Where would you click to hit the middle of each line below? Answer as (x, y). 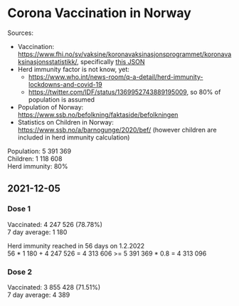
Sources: (21, 33)
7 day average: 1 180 (37, 232)
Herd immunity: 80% (38, 166)
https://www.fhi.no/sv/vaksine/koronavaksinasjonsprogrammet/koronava (124, 54)
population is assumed (61, 99)
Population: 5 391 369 (39, 151)
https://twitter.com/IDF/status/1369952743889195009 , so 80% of (124, 92)
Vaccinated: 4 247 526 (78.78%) (55, 224)
